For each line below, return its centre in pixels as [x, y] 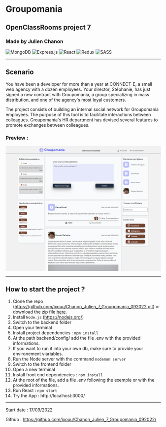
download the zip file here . [40, 312]
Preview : [17, 138]
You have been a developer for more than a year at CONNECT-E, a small [79, 84]
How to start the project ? [45, 289]
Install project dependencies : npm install [55, 333]
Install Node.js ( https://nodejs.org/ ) [48, 317]
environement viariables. [38, 354]
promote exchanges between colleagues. [48, 125]
